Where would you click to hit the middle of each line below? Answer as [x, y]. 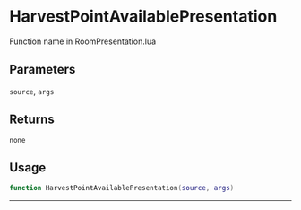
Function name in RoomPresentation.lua [83, 41]
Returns [32, 120]
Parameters [43, 70]
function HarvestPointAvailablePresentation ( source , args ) [122, 188]
